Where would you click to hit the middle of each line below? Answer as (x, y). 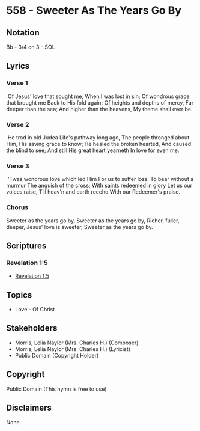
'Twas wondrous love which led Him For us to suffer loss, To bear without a (101, 179)
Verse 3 (18, 166)
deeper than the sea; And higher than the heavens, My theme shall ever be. (100, 109)
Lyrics (18, 66)
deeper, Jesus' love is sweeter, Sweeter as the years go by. (80, 227)
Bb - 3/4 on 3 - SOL (31, 47)
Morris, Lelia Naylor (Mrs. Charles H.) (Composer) (77, 343)
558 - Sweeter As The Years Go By (94, 11)
